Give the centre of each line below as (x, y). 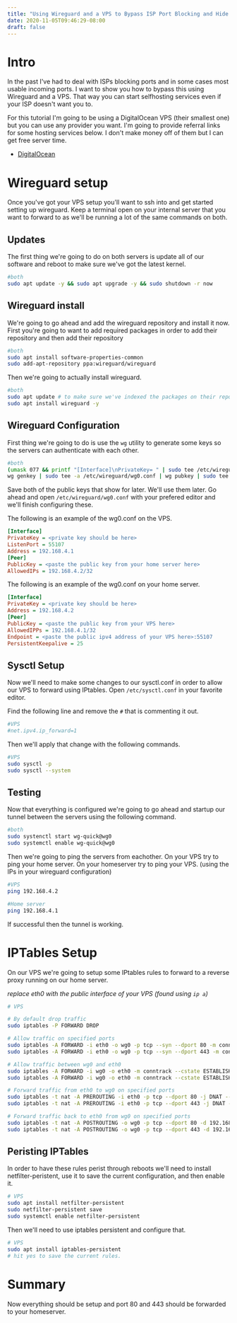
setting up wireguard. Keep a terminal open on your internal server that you (116, 210)
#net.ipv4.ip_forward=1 (42, 731)
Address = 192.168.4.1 (41, 551)
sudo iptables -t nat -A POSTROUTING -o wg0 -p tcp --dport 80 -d (107, 1123)
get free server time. (37, 140)
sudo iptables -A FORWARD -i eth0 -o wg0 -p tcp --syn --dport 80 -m (112, 1045)
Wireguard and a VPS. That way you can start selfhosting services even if (114, 97)
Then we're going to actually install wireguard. (75, 377)
